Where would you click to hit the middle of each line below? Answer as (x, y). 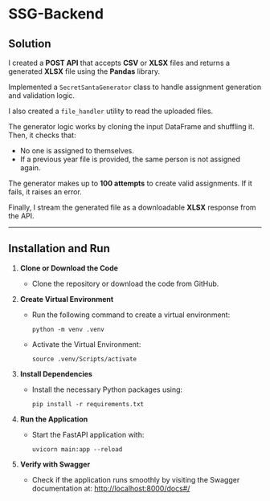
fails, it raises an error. (45, 192)
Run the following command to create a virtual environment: (131, 315)
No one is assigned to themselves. (77, 151)
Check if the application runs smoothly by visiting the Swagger (136, 479)
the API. (21, 216)
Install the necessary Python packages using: (107, 389)
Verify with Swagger (55, 464)
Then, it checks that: (42, 135)
